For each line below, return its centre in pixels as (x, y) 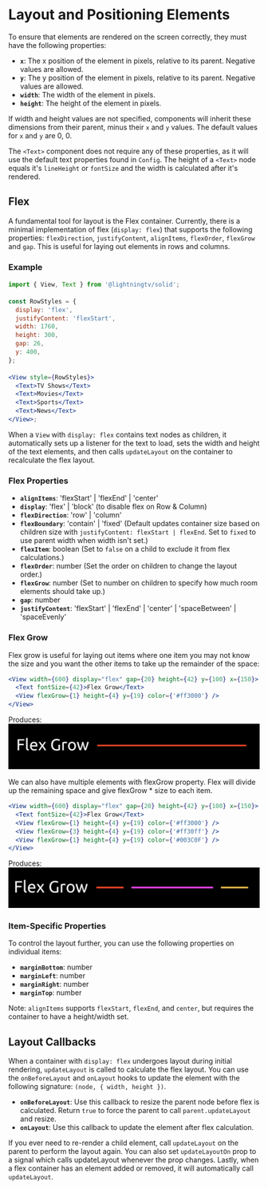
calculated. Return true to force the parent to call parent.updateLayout (135, 1111)
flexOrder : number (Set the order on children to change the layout (128, 566)
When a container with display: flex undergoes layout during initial (120, 1061)
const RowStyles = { (43, 301)
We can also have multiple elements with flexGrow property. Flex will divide (132, 782)
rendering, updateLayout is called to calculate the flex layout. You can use (128, 1070)
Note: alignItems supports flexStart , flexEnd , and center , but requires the (131, 1009)
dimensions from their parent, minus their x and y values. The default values (133, 127)
